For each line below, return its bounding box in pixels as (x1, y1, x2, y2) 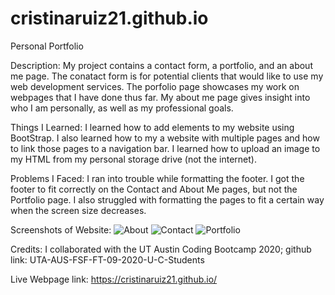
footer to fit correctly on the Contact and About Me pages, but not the (10, 183, 298, 195)
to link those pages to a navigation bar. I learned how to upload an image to (10, 142, 321, 154)
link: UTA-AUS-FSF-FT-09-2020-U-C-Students (10, 253, 205, 266)
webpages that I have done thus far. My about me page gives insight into (10, 91, 311, 103)
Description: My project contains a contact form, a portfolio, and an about (10, 59, 313, 71)
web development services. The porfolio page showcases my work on (10, 80, 300, 92)
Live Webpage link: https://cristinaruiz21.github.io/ (10, 273, 218, 285)
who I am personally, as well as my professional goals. (10, 102, 234, 114)
